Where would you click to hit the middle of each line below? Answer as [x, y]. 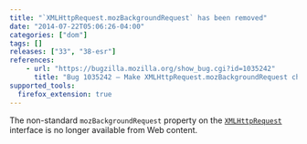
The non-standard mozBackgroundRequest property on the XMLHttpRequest [146, 120]
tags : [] [26, 43]
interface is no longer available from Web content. [104, 129]
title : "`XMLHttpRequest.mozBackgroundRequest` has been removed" [138, 18]
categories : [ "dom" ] [49, 35]
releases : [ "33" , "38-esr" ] [63, 52]
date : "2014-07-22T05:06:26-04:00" [77, 26]
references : [32, 60]
